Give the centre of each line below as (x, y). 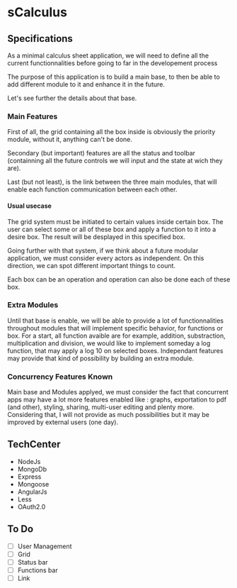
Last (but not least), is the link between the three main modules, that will (112, 182)
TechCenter (34, 444)
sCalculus (37, 12)
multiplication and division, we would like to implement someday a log (109, 343)
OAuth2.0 (31, 506)
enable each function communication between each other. (92, 189)
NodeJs (29, 461)
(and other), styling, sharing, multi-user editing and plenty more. (101, 407)
